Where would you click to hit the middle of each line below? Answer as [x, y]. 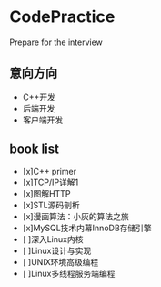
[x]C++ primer [50, 171]
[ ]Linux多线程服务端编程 [69, 273]
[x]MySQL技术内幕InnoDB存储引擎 [87, 228]
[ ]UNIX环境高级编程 [60, 261]
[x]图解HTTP [46, 193]
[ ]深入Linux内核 [53, 239]
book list [34, 149]
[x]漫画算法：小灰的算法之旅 [75, 216]
